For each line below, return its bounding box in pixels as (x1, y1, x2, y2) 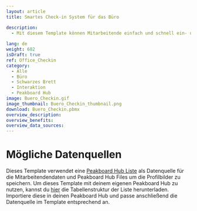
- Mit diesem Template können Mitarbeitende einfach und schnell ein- (11, 30, 188, 36)
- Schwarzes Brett (11, 79, 57, 85)
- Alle (11, 68, 28, 74)
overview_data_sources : (6, 122, 64, 129)
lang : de (6, 41, 28, 47)
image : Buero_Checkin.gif (6, 96, 69, 101)
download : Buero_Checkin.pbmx (6, 106, 80, 112)
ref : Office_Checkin (6, 57, 57, 63)
